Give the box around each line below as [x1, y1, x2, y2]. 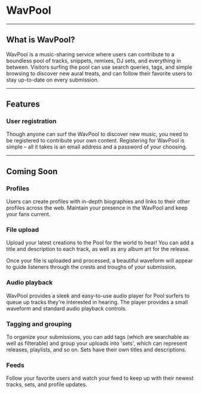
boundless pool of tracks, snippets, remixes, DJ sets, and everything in [6, 57, 181, 64]
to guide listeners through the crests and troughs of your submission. [6, 263, 177, 271]
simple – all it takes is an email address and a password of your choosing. [6, 143, 187, 150]
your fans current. [6, 211, 51, 218]
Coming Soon [6, 166, 58, 177]
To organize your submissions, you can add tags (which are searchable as [6, 334, 190, 341]
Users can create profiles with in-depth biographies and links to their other [6, 198, 190, 205]
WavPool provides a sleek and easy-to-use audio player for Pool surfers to [6, 292, 190, 299]
